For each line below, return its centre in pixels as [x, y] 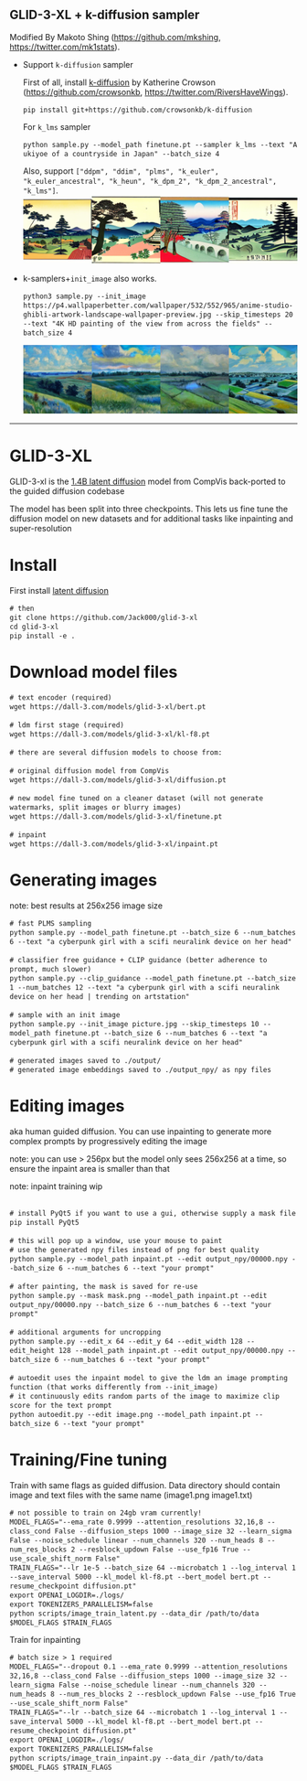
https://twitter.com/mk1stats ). [65, 47]
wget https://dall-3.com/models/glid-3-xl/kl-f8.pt [110, 734]
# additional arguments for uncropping [85, 1332]
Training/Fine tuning [88, 1459]
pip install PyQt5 [44, 1222]
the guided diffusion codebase [67, 491]
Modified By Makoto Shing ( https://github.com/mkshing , [115, 37]
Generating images [84, 880]
